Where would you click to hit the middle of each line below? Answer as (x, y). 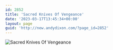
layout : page (19, 24)
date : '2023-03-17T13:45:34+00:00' (42, 19)
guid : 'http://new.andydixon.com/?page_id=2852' (57, 28)
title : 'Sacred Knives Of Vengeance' (45, 14)
